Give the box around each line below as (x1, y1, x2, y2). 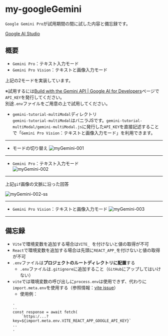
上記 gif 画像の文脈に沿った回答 (5, 181, 69, 187)
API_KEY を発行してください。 (5, 94, 65, 100)
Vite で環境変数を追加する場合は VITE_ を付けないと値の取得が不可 (12, 241, 149, 247)
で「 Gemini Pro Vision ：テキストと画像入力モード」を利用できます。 (12, 130, 155, 136)
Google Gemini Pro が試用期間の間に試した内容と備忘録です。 (5, 20, 131, 26)
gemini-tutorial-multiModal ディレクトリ (12, 111, 97, 117)
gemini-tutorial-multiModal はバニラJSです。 (12, 117, 106, 123)
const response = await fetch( (12, 310, 78, 315)
